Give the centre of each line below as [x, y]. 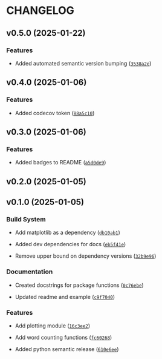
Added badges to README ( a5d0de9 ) [60, 163]
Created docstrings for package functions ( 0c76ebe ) [79, 285]
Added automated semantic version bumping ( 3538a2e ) [83, 63]
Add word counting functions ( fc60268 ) [63, 337]
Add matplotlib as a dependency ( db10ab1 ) [68, 233]
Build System [26, 219]
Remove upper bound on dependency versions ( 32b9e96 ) [86, 256]
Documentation [30, 272]
